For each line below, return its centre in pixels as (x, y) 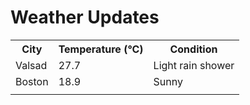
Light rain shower (194, 65)
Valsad (31, 65)
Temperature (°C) (101, 49)
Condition (193, 49)
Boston (32, 81)
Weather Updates (85, 17)
